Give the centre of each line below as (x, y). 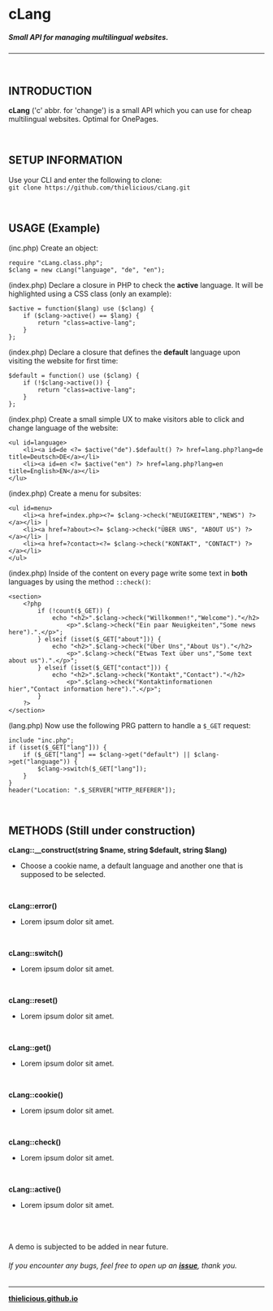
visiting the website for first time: (63, 360)
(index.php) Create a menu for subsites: (75, 493)
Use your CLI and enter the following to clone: (85, 180)
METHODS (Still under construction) (102, 830)
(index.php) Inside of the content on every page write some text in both (128, 573)
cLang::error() (33, 906)
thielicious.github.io (43, 1298)
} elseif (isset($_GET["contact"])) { (103, 667)
